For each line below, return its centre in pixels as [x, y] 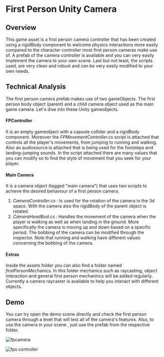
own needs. [18, 71]
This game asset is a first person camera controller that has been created [81, 39]
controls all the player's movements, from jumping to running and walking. [82, 142]
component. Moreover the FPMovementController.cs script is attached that [82, 137]
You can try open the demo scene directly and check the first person [76, 314]
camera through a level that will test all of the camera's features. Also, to [80, 320]
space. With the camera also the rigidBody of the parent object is [80, 206]
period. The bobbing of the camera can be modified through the [79, 233]
